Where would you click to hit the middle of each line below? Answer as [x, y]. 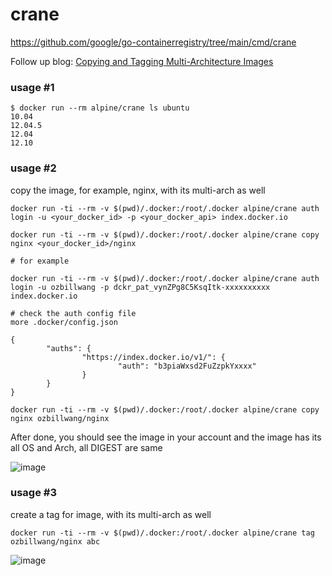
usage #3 [33, 493]
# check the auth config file [73, 313]
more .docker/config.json [64, 322]
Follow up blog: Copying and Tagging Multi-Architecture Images [142, 61]
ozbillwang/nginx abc [55, 541]
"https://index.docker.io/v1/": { [153, 357]
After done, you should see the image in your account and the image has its [166, 437]
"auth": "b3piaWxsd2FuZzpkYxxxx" [187, 366]
